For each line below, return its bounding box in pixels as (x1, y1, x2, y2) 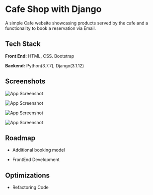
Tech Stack (5, 40, 41, 48)
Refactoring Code (12, 185, 49, 191)
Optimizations (5, 171, 50, 180)
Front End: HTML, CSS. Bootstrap (5, 53, 75, 59)
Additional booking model (12, 147, 65, 153)
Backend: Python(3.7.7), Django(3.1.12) (5, 62, 84, 68)
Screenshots (5, 77, 46, 86)
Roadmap (5, 134, 36, 142)
